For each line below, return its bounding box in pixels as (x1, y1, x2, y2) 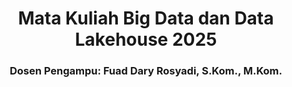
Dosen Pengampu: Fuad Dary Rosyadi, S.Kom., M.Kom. (9, 64, 283, 78)
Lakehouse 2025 (74, 28, 218, 51)
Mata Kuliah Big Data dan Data (17, 7, 275, 30)
